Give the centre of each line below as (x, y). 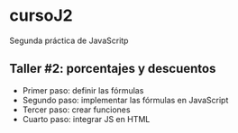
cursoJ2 (41, 16)
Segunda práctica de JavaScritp (69, 40)
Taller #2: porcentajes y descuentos (113, 69)
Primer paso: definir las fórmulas (83, 90)
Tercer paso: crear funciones (76, 110)
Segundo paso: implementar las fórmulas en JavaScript (125, 100)
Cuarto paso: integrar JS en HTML (86, 119)
